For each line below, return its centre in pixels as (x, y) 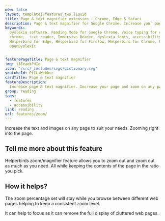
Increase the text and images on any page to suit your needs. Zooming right (82, 128)
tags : (11, 96)
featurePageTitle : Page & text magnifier (48, 59)
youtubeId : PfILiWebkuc (29, 73)
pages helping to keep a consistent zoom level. (53, 203)
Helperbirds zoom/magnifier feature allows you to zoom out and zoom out (80, 161)
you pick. (14, 171)
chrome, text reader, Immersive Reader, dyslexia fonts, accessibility (85, 37)
